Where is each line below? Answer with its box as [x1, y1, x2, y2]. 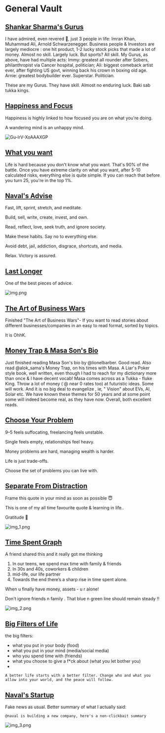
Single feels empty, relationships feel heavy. [5, 439, 95, 444]
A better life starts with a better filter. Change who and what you [5, 673, 151, 678]
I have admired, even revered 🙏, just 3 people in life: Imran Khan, [5, 36, 136, 42]
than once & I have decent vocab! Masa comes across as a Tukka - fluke [5, 375, 153, 381]
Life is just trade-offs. [5, 458, 49, 464]
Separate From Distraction [5, 482, 88, 490]
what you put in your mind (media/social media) [12, 648, 109, 654]
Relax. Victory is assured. [5, 253, 57, 259]
